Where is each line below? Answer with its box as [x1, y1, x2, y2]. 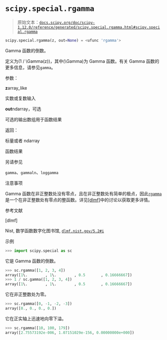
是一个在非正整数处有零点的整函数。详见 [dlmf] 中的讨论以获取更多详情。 [5, 196, 153, 203]
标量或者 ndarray [5, 138, 40, 144]
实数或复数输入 [5, 95, 36, 101]
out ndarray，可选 [5, 106, 41, 112]
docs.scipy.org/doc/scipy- [39, 20, 95, 25]
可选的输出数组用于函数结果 [5, 116, 62, 122]
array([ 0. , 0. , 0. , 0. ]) [5, 306, 57, 311]
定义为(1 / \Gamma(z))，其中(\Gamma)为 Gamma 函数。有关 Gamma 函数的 [5, 58, 160, 64]
